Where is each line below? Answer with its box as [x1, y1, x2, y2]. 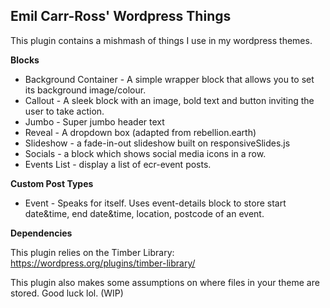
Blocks [10, 54, 40, 66]
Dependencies [10, 227, 73, 239]
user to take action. [24, 105, 105, 117]
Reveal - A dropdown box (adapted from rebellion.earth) [24, 126, 257, 138]
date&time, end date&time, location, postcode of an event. [24, 207, 265, 219]
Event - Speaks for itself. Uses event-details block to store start [24, 197, 287, 209]
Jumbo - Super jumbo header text [24, 115, 165, 128]
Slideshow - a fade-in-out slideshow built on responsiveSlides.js [24, 137, 291, 149]
